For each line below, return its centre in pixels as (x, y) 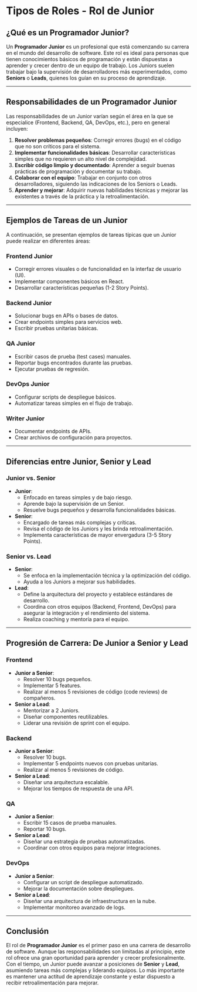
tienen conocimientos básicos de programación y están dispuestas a (89, 59)
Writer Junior (26, 418)
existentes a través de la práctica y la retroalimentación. (82, 196)
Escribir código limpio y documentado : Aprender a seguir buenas (95, 165)
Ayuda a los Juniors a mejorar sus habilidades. (79, 582)
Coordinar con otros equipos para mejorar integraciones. (92, 848)
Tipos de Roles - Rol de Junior (80, 11)
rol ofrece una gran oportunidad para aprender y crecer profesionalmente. (96, 958)
